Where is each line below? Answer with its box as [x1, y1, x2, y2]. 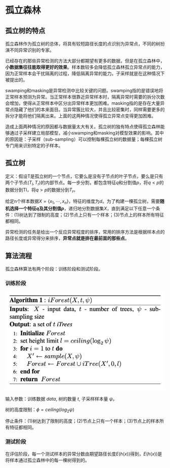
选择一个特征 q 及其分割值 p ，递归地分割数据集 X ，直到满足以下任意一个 [9, 205, 156, 211]
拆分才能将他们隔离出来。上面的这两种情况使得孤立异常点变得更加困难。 [5, 113, 156, 119]
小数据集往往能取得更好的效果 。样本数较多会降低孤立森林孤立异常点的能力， [5, 64, 165, 70]
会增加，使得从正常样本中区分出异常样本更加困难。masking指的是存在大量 [5, 100, 160, 106]
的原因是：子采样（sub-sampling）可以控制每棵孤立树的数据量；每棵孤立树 [5, 136, 163, 142]
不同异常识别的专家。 [9, 47, 54, 53]
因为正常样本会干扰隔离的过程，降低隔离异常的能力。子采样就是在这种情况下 [5, 70, 165, 76]
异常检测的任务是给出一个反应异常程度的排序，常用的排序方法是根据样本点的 [5, 229, 165, 235]
